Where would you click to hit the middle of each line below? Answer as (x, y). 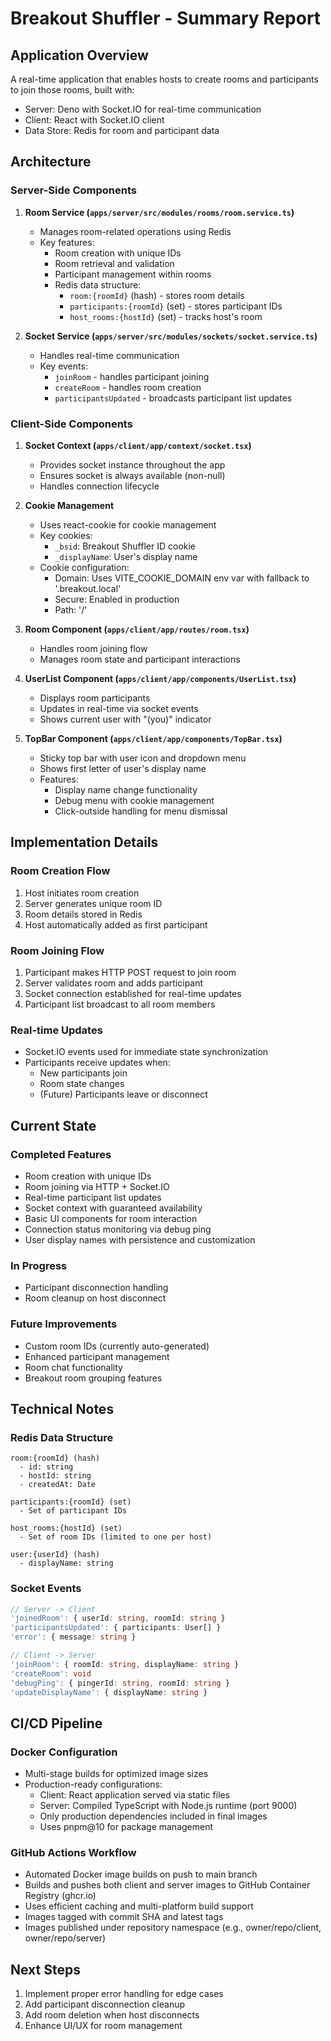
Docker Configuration (64, 1752)
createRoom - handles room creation (128, 387)
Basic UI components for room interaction (111, 1218)
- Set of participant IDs (73, 1511)
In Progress (39, 1265)
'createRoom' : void (51, 1673)
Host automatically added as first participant (116, 924)
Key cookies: (66, 535)
